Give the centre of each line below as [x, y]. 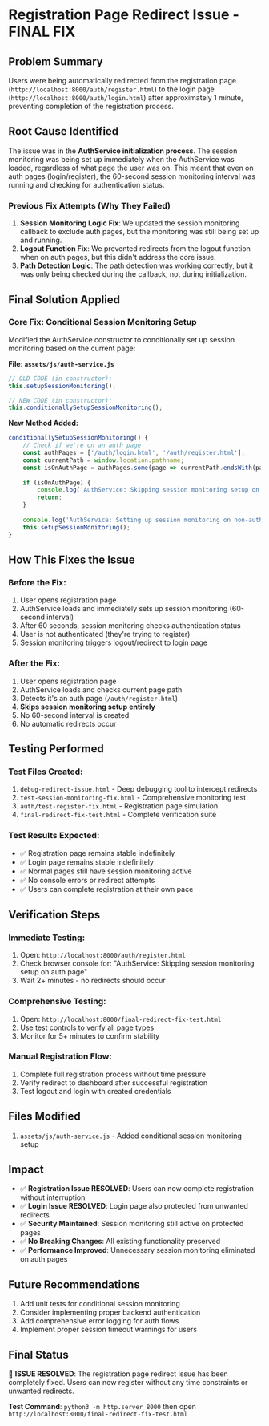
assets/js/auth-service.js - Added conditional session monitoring [131, 1136]
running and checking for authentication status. [86, 184]
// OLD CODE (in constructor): [60, 379]
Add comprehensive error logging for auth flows [99, 1321]
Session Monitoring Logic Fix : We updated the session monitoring [130, 223]
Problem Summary [56, 61]
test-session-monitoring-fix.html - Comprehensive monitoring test [133, 798]
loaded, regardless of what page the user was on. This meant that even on [131, 168]
